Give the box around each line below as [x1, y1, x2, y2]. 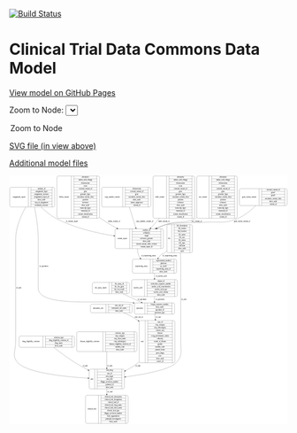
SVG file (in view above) [9, 140, 97, 151]
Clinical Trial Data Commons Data [9, 40, 261, 59]
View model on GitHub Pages [9, 87, 117, 97]
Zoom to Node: [9, 104, 65, 115]
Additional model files [9, 158, 88, 168]
